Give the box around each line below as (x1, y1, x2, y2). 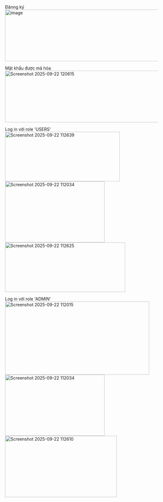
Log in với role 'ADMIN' (5, 296, 51, 302)
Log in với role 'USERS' (5, 126, 51, 132)
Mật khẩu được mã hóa (5, 65, 51, 71)
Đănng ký (5, 4, 24, 10)
